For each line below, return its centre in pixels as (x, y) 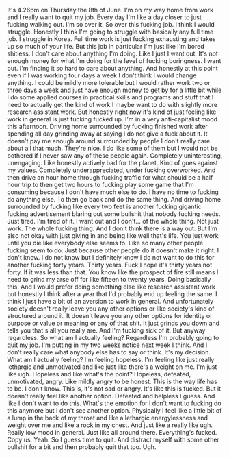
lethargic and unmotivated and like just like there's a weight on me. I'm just (112, 367)
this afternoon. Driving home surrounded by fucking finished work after (108, 126)
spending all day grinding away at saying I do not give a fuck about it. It (107, 134)
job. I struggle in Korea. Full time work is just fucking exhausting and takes (111, 39)
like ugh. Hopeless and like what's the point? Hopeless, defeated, (99, 374)
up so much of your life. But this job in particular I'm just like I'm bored (106, 46)
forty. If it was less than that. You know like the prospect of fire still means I (113, 272)
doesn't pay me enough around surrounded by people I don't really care (109, 141)
